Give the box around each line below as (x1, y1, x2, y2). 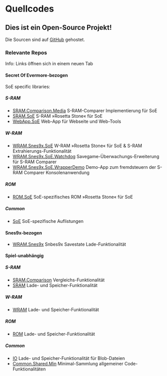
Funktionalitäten (12, 366, 46, 372)
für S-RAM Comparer (12, 159, 57, 165)
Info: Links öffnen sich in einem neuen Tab (5, 61, 93, 67)
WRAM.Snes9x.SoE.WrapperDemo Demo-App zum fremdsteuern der (12, 164, 156, 170)
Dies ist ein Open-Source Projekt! (5, 23, 112, 32)
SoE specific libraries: (5, 83, 50, 89)
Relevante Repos (5, 49, 47, 56)
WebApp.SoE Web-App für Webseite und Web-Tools (12, 118, 122, 124)
